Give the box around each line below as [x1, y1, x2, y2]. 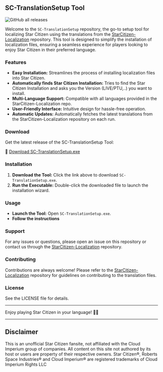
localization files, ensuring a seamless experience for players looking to [5, 41, 148, 48]
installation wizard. [12, 187, 50, 193]
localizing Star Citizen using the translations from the [5, 31, 111, 37]
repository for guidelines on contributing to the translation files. [30, 272, 157, 278]
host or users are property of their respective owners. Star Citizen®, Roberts [5, 351, 158, 357]
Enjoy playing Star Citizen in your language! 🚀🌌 [5, 309, 99, 315]
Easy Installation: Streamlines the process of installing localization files [12, 70, 155, 76]
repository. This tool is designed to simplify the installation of [30, 36, 152, 42]
